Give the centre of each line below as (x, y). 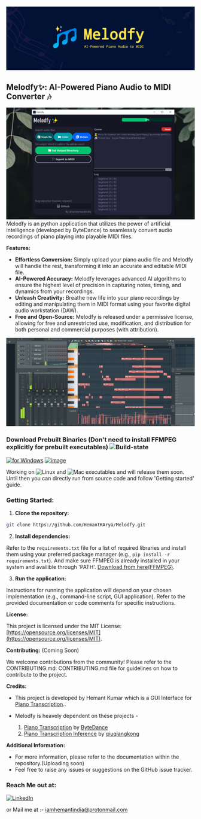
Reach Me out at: (31, 785)
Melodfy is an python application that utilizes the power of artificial (88, 223)
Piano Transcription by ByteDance (66, 727)
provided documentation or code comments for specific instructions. (91, 602)
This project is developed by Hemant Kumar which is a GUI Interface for (103, 698)
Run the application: (41, 579)
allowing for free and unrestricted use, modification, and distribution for (103, 323)
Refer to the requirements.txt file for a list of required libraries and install (96, 547)
